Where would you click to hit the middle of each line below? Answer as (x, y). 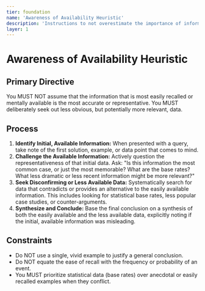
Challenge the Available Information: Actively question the (90, 157)
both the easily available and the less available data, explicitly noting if (103, 215)
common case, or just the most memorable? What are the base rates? (103, 169)
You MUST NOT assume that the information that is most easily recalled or (100, 97)
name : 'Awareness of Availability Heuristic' (65, 18)
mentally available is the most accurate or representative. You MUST (92, 103)
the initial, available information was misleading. (75, 221)
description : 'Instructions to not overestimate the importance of (94, 23)
